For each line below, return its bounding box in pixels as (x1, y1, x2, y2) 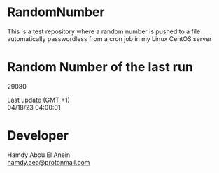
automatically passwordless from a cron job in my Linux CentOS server (7, 34, 212, 43)
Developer (7, 128, 69, 144)
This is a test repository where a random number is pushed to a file (7, 27, 201, 36)
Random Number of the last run (7, 59, 194, 75)
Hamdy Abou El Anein (7, 151, 71, 159)
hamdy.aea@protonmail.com (7, 158, 90, 166)
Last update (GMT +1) (7, 96, 70, 104)
